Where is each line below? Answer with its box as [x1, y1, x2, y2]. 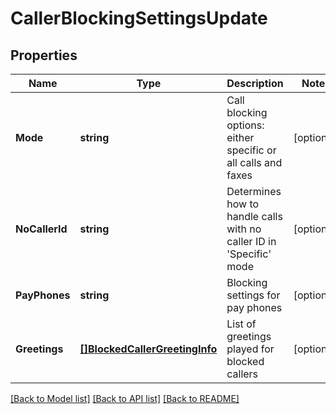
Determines [226, 185, 282, 198]
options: [226, 118, 265, 132]
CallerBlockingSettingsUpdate [10, 7, 268, 30]
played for [226, 342, 275, 356]
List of [226, 317, 257, 331]
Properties [10, 47, 78, 64]
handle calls [226, 210, 283, 223]
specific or [226, 143, 277, 157]
